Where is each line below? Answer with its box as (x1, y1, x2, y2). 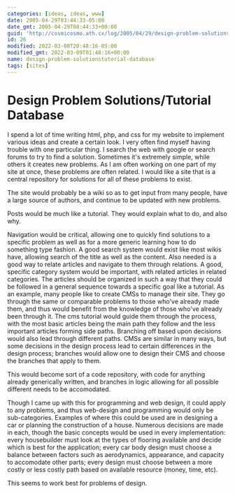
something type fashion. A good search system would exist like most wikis (7, 245, 222, 254)
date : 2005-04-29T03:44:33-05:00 (7, 17, 105, 24)
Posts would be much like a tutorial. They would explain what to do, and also (7, 209, 227, 217)
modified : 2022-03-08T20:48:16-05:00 (7, 43, 117, 50)
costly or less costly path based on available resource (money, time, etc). (7, 465, 218, 474)
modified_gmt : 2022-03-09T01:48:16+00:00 (7, 50, 130, 57)
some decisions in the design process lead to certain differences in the (7, 342, 212, 350)
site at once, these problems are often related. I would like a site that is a (7, 167, 215, 175)
